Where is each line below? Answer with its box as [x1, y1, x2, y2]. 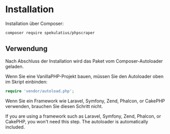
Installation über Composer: [5, 20, 64, 26]
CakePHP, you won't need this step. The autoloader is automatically [5, 118, 148, 124]
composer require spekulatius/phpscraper [5, 30, 95, 35]
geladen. [5, 63, 24, 69]
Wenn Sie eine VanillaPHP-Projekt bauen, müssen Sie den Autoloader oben [5, 73, 164, 79]
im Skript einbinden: [5, 78, 48, 85]
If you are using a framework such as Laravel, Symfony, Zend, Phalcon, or [5, 113, 161, 119]
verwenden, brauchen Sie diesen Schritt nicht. [5, 103, 103, 109]
